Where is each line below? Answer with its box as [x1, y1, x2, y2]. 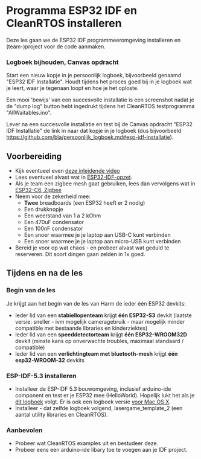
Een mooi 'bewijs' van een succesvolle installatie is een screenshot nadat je [6, 96, 194, 103]
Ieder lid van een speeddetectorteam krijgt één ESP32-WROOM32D [14, 330, 187, 338]
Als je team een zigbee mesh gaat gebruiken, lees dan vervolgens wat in [14, 180, 196, 187]
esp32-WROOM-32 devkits [14, 356, 85, 364]
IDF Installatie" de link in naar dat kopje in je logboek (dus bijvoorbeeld [6, 127, 182, 135]
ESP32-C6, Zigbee [14, 187, 62, 194]
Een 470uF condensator [24, 219, 85, 226]
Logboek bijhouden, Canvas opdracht [6, 58, 119, 66]
